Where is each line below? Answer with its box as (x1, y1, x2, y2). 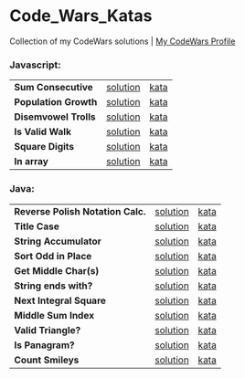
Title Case (14, 220, 59, 233)
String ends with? (14, 279, 93, 292)
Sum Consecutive (14, 81, 93, 94)
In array (14, 155, 48, 168)
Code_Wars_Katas (9, 5, 153, 26)
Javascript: (9, 58, 61, 71)
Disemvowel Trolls (14, 110, 96, 123)
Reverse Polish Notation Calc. (14, 205, 146, 217)
